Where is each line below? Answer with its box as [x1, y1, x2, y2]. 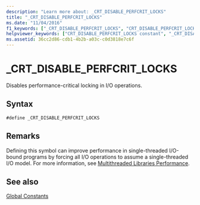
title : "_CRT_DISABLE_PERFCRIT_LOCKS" [6, 14, 102, 20]
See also [6, 176, 39, 187]
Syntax [6, 99, 33, 109]
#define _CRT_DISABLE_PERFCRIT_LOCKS [6, 114, 100, 121]
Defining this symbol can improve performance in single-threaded [6, 147, 168, 154]
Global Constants [6, 192, 49, 200]
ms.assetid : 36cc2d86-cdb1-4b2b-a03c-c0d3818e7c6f [6, 36, 135, 42]
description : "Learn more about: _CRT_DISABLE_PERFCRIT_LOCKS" [6, 8, 167, 15]
